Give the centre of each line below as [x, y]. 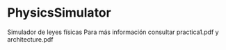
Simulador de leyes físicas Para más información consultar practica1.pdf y [113, 32]
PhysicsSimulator [59, 13]
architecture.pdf [30, 39]
